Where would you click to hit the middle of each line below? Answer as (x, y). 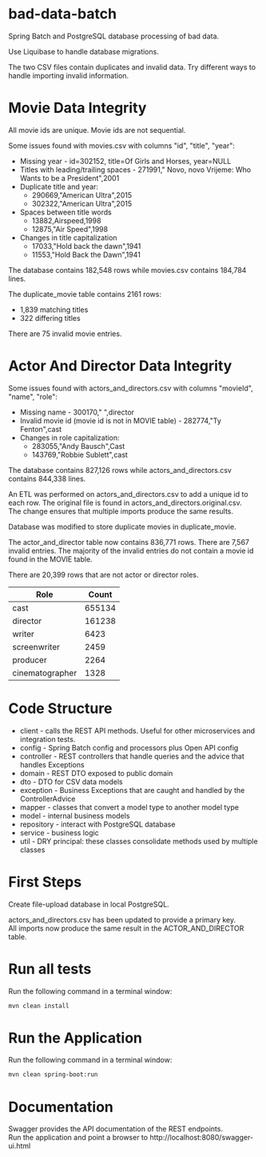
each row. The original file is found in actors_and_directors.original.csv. (125, 502)
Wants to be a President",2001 (69, 178)
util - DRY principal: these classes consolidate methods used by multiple (139, 841)
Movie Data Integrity (77, 108)
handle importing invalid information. (69, 75)
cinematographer (45, 673)
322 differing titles (50, 318)
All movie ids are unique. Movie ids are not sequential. (97, 130)
